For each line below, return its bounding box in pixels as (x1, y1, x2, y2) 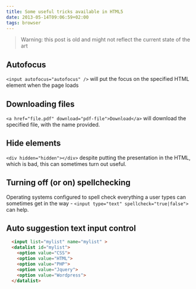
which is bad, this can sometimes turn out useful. (6, 160, 127, 167)
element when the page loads (6, 81, 79, 89)
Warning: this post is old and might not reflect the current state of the (20, 36, 191, 43)
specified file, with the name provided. (6, 121, 100, 128)
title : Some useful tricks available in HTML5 (6, 8, 124, 15)
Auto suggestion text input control (6, 224, 137, 234)
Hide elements (6, 138, 61, 149)
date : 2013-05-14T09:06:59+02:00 (6, 14, 89, 20)
